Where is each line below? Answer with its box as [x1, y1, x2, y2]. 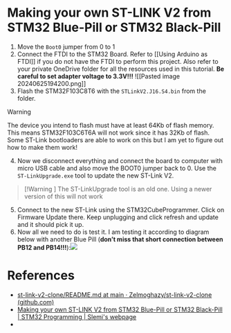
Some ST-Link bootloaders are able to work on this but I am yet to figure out [7, 135, 223, 144]
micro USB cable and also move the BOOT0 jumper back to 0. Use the [17, 164, 216, 172]
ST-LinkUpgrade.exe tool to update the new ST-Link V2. [17, 171, 174, 180]
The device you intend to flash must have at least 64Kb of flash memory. [7, 121, 214, 129]
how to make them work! [7, 143, 78, 151]
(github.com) [17, 298, 55, 306]
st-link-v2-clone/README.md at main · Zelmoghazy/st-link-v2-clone [17, 290, 212, 299]
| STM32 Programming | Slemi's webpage [17, 312, 137, 321]
